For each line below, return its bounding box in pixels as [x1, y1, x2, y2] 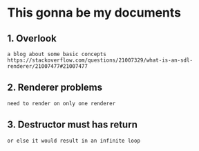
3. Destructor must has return [7, 119, 138, 131]
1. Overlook [7, 33, 57, 44]
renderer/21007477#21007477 [7, 63, 88, 70]
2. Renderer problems [7, 82, 103, 94]
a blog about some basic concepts [7, 51, 107, 57]
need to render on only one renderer [7, 100, 116, 107]
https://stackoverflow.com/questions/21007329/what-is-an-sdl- [7, 57, 193, 64]
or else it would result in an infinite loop [7, 137, 140, 144]
